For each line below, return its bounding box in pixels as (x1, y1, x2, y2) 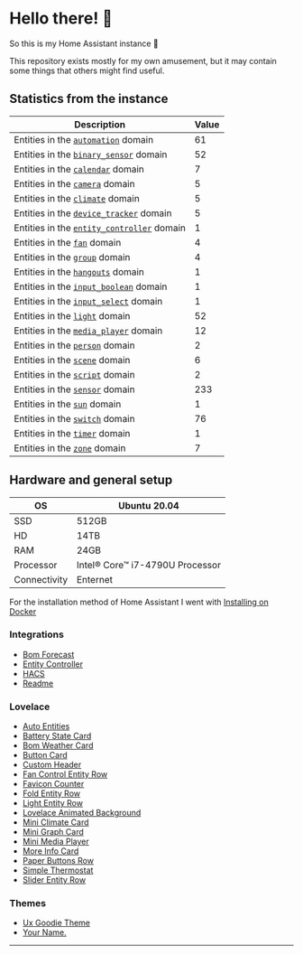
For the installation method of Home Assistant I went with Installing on (9, 596, 269, 607)
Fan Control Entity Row (22, 769, 108, 780)
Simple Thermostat (22, 865, 94, 875)
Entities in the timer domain (14, 426, 131, 439)
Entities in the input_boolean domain (14, 280, 168, 293)
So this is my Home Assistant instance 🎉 (9, 38, 160, 49)
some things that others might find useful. (9, 65, 165, 76)
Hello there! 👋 (9, 8, 113, 29)
